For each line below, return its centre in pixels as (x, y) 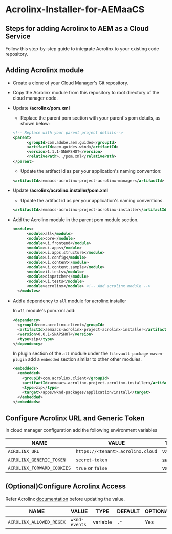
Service (18, 36)
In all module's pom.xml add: (44, 310)
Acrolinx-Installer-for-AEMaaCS (75, 9)
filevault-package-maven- (137, 354)
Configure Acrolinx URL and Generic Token (75, 418)
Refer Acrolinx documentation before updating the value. (65, 499)
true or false (92, 468)
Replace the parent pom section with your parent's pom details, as (90, 118)
